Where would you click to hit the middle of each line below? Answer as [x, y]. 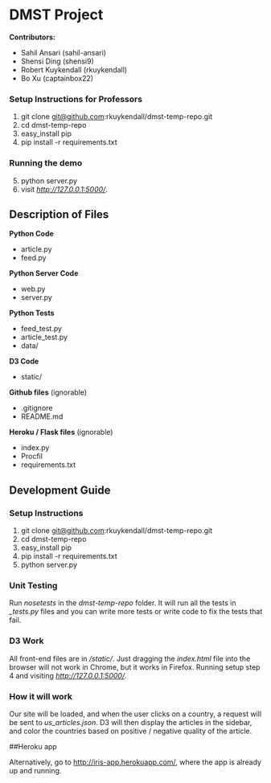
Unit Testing [33, 585]
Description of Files [59, 214]
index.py [35, 448]
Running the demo [46, 163]
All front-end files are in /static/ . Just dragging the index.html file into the [130, 658]
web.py [33, 289]
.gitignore [37, 408]
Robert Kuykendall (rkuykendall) [74, 69]
